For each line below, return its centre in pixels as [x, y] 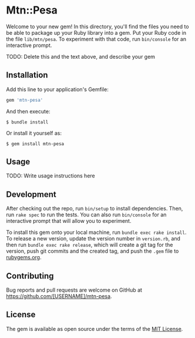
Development [31, 194]
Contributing [30, 276]
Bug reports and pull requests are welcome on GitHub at [74, 290]
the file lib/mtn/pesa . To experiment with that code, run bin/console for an [96, 39]
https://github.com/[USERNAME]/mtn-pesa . [59, 296]
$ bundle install [27, 122]
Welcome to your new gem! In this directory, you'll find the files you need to [97, 26]
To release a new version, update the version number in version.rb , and [93, 239]
